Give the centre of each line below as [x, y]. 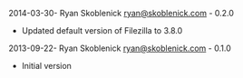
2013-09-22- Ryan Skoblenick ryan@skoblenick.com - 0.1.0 [120, 48]
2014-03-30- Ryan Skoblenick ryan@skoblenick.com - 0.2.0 [121, 13]
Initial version [46, 66]
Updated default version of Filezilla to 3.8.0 [102, 30]
